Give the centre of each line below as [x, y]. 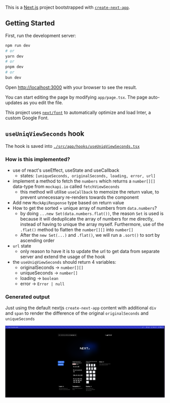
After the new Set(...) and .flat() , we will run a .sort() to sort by [90, 235]
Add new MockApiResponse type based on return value [68, 203]
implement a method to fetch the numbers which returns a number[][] [84, 181]
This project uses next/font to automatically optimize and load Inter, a [78, 112]
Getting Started [30, 23]
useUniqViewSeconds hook [45, 134]
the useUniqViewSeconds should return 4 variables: [64, 262]
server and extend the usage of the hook [62, 257]
